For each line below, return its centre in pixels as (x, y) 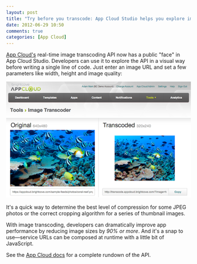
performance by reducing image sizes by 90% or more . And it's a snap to (95, 231)
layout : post (22, 12)
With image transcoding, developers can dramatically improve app (86, 225)
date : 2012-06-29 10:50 (35, 25)
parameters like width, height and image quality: (64, 73)
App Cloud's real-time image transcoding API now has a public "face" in (93, 55)
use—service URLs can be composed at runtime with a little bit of (85, 238)
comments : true (25, 31)
